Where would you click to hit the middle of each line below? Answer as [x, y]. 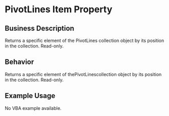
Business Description [40, 28]
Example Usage [30, 96]
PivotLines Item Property [59, 9]
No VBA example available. [33, 108]
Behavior [19, 62]
